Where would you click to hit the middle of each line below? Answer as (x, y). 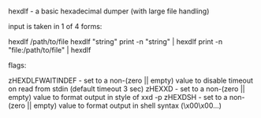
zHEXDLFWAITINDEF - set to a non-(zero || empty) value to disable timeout (131, 80)
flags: (17, 65)
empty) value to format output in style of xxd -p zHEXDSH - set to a (118, 97)
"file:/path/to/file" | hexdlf (50, 50)
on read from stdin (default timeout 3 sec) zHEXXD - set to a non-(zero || (127, 88)
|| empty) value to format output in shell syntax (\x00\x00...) (125, 105)
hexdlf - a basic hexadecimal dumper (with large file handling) (109, 11)
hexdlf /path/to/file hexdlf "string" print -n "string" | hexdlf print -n (116, 41)
